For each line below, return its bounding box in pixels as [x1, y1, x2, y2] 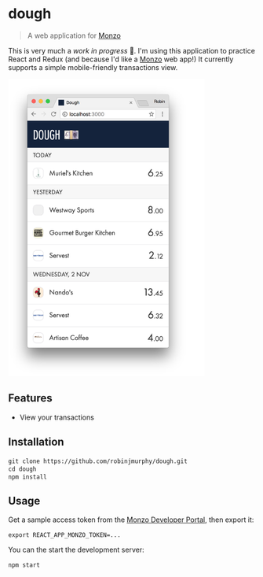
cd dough [8, 465, 37, 473]
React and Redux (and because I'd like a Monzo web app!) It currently [8, 54, 234, 64]
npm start [8, 561, 41, 569]
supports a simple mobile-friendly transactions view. [8, 62, 178, 72]
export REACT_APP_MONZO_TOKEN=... [8, 531, 122, 539]
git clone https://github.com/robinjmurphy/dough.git [8, 457, 188, 465]
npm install [8, 473, 47, 481]
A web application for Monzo [27, 31, 122, 40]
